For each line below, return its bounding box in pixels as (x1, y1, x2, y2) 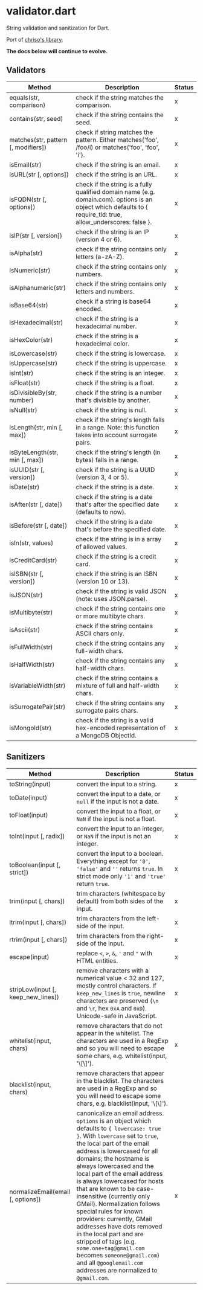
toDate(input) (9, 793, 47, 801)
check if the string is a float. (75, 379, 155, 387)
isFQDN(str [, (9, 195, 47, 204)
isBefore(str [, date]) (9, 521, 68, 530)
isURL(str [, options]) (9, 170, 69, 179)
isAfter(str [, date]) (9, 500, 62, 509)
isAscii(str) (9, 625, 40, 634)
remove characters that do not (76, 1021, 163, 1030)
